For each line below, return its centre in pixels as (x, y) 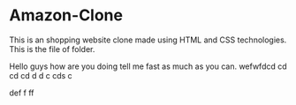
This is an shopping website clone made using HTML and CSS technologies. (148, 40)
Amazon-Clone (66, 15)
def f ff (22, 93)
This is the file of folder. (52, 49)
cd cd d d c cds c (41, 75)
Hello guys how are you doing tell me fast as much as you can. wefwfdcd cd (148, 66)
